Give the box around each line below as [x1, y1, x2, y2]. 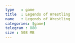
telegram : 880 [5, 26, 37, 31]
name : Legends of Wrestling [5, 16, 70, 21]
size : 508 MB [5, 30, 35, 35]
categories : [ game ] [5, 21, 46, 26]
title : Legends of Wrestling [5, 12, 70, 17]
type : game [5, 7, 35, 12]
